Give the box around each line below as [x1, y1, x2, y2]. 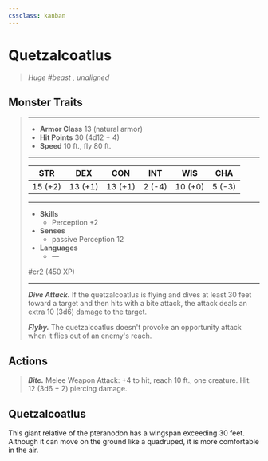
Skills [39, 209, 59, 219]
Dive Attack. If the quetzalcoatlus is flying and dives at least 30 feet [27, 290, 252, 300]
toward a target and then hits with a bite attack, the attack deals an [27, 299, 247, 308]
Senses [39, 226, 65, 236]
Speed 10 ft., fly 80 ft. [39, 141, 112, 151]
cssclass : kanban [8, 11, 66, 20]
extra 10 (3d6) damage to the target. [27, 307, 148, 316]
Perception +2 [51, 217, 99, 228]
